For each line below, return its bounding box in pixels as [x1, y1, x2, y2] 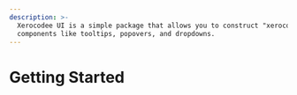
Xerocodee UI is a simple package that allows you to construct [17, 21, 259, 30]
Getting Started [9, 67, 126, 87]
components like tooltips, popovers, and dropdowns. [17, 29, 216, 38]
